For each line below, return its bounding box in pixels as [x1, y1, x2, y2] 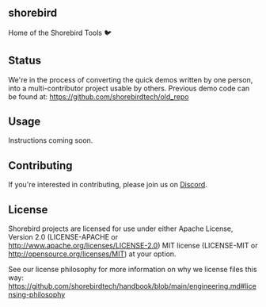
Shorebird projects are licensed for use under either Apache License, [8, 224, 234, 233]
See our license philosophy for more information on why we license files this [8, 265, 257, 274]
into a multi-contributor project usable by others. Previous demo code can [8, 83, 250, 93]
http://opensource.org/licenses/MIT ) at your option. [8, 249, 177, 259]
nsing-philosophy [8, 290, 66, 300]
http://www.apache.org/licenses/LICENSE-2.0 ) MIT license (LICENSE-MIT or [8, 241, 258, 251]
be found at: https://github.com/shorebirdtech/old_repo [8, 91, 189, 102]
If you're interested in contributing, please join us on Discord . [8, 180, 207, 190]
